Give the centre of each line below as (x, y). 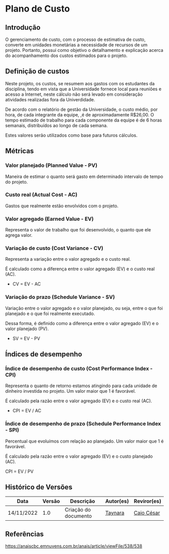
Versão (51, 501)
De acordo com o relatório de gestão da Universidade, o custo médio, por (81, 109)
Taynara (115, 513)
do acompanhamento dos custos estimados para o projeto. (66, 55)
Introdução (23, 27)
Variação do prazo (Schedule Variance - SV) (60, 297)
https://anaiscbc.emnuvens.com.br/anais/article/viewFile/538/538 (74, 546)
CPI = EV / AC (27, 411)
